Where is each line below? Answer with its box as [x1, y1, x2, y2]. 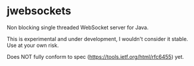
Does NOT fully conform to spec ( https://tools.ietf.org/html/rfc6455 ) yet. [7, 53, 184, 60]
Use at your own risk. [7, 42, 59, 49]
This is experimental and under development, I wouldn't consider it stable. [7, 35, 189, 42]
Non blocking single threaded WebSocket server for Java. [7, 24, 149, 31]
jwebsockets [7, 4, 71, 18]
